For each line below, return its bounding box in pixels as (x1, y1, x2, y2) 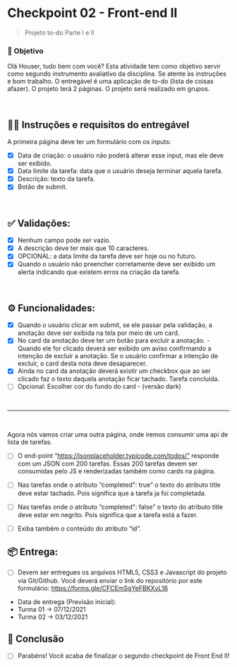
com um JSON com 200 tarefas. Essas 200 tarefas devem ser (17, 459, 198, 468)
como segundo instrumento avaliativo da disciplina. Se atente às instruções (7, 69, 227, 78)
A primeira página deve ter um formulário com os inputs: (7, 138, 171, 146)
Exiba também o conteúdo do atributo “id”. (17, 524, 141, 533)
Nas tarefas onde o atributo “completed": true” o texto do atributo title (17, 480, 221, 489)
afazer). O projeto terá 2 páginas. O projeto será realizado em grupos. (7, 85, 210, 93)
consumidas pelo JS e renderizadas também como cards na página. (17, 467, 216, 476)
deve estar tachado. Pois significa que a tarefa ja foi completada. (17, 489, 207, 497)
